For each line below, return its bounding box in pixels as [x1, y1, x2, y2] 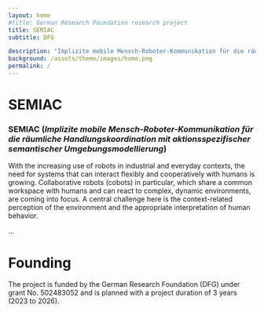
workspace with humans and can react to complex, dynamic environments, [8, 186, 251, 196]
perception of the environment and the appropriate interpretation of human [8, 203, 251, 212]
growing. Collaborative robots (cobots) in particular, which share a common [8, 178, 253, 187]
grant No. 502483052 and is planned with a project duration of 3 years [8, 288, 237, 298]
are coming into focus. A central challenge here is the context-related [8, 194, 233, 204]
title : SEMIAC [8, 26, 55, 34]
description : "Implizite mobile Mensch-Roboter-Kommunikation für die [8, 48, 244, 56]
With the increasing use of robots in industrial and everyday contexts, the [8, 161, 245, 171]
